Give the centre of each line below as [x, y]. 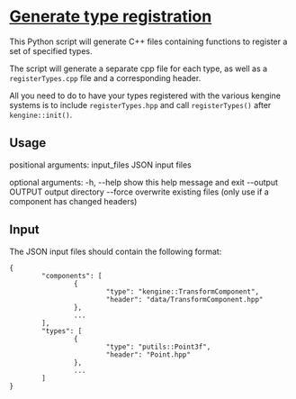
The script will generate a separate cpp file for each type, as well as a [139, 68]
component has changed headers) [73, 201]
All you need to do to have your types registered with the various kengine [145, 95]
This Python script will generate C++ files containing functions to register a [148, 41]
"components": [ [72, 276]
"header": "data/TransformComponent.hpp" [184, 299]
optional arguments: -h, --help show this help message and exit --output [144, 182]
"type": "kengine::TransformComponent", [182, 291]
